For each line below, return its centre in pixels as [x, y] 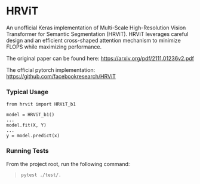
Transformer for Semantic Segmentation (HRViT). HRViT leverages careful [97, 34]
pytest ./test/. [41, 175]
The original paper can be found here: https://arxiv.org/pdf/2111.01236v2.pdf [100, 58]
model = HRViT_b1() [30, 115]
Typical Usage [27, 92]
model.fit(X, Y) [26, 125]
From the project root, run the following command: [68, 164]
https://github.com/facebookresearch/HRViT [61, 76]
